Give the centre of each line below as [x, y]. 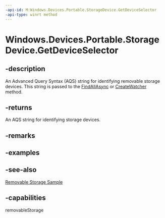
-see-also [21, 170]
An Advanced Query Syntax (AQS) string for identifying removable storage [83, 81]
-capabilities [26, 198]
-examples [22, 153]
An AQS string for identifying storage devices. [53, 120]
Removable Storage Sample [34, 182]
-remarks [20, 135]
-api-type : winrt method [31, 15]
